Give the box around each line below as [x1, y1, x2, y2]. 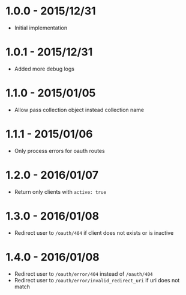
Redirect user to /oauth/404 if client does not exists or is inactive [14, 229, 174, 236]
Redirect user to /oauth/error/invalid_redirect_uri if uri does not [14, 276, 180, 284]
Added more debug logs [14, 65, 74, 72]
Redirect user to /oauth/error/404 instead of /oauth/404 [14, 270, 154, 278]
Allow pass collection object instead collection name [14, 106, 145, 113]
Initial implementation [14, 24, 68, 31]
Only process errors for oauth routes [14, 147, 106, 154]
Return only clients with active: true [14, 188, 106, 195]
